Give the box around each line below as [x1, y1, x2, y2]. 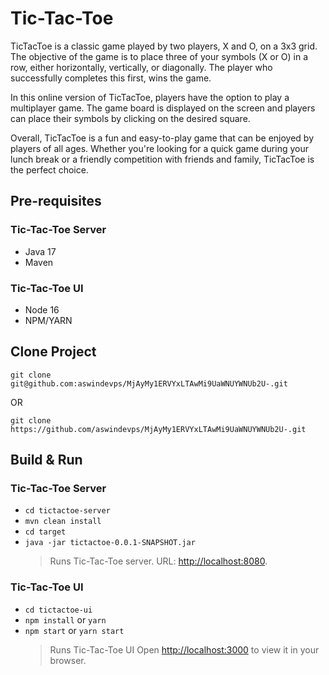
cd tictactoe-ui [24, 605, 93, 615]
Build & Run [10, 452, 83, 469]
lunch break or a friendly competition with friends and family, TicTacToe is [10, 153, 315, 165]
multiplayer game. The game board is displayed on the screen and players [10, 102, 316, 114]
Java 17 [24, 245, 57, 257]
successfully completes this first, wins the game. [10, 72, 212, 84]
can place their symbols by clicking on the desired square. [10, 112, 251, 124]
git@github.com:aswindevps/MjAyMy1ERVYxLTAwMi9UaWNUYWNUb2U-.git [10, 378, 288, 389]
